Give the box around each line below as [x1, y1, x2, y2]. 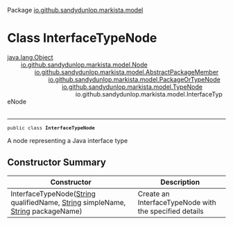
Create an [137, 189, 170, 199]
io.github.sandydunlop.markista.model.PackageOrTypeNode [48, 75, 221, 83]
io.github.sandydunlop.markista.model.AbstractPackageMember [34, 67, 219, 76]
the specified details [137, 206, 205, 216]
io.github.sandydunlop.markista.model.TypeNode [62, 83, 203, 91]
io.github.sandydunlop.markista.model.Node [20, 60, 148, 69]
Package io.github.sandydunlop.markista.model [7, 6, 144, 14]
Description [160, 177, 200, 187]
